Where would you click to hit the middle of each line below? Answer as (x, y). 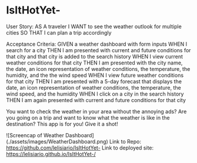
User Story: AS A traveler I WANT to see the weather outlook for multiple (94, 26)
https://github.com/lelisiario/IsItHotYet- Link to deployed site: (80, 148)
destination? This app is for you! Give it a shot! (62, 124)
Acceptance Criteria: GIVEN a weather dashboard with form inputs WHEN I (96, 44)
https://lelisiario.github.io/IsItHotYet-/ (51, 154)
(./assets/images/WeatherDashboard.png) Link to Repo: (74, 141)
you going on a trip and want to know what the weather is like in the (88, 117)
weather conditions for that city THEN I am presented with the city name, (94, 63)
